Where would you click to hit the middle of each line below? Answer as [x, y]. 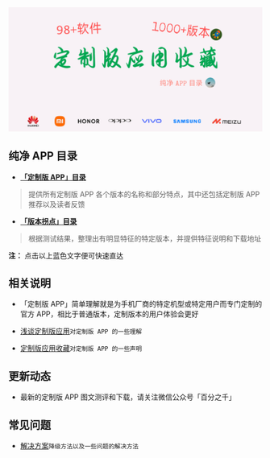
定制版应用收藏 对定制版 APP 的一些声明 [81, 349]
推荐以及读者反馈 [56, 204]
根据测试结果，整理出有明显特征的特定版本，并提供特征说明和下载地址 [145, 238]
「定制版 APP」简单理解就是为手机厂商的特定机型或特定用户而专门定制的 [141, 304]
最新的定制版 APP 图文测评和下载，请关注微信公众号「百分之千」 [128, 397]
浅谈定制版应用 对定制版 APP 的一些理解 [81, 331]
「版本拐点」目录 [48, 221]
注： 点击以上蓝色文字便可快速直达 [66, 255]
